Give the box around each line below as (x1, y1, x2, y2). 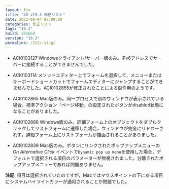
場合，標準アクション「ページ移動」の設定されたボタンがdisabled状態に (12, 102, 164, 108)
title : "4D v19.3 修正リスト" (5, 12, 65, 17)
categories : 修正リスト (5, 21, 52, 27)
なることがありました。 (12, 108, 62, 114)
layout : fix (5, 7, 30, 13)
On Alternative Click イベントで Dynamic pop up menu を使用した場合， (12, 148, 157, 155)
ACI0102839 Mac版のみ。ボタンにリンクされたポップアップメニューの (12, 142, 160, 148)
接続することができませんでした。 (26, 61, 97, 67)
